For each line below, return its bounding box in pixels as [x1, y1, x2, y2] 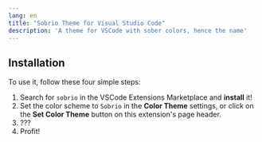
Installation [8, 56, 65, 69]
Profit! [19, 127, 41, 136]
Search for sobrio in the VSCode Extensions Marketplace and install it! [19, 93, 252, 102]
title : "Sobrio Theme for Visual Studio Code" [8, 19, 166, 27]
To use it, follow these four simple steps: [8, 77, 141, 87]
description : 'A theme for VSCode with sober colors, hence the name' [8, 26, 248, 34]
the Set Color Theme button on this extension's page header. [19, 109, 221, 120]
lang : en [8, 11, 37, 20]
